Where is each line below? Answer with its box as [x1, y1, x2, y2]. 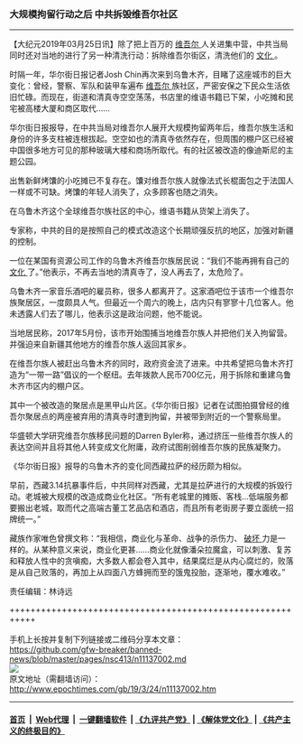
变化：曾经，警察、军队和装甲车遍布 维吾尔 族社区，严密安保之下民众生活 [9, 80, 282, 91]
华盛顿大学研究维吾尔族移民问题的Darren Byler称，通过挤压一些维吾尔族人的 [9, 431, 293, 442]
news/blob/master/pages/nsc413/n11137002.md [9, 654, 187, 665]
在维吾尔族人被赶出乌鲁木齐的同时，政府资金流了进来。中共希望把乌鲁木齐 [9, 358, 286, 369]
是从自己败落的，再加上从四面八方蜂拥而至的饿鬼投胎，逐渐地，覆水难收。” [9, 567, 286, 578]
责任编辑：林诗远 [9, 586, 73, 597]
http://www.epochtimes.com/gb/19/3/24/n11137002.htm [9, 684, 216, 694]
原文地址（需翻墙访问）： [9, 674, 101, 684]
